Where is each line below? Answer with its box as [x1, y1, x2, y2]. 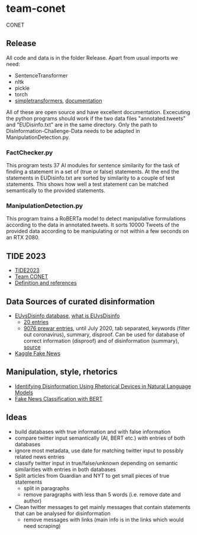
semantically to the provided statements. [6, 187, 105, 194]
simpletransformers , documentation [14, 97, 102, 104]
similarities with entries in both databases [14, 466, 117, 473]
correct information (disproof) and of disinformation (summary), [23, 337, 179, 344]
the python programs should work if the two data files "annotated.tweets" [6, 115, 186, 122]
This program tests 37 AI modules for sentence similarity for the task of [6, 162, 180, 169]
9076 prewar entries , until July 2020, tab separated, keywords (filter [23, 325, 190, 332]
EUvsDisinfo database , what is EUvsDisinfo [14, 312, 120, 319]
